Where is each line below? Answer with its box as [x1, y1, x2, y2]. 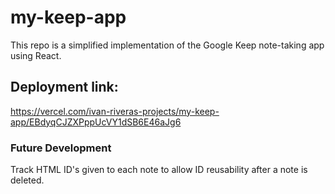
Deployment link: [10, 79, 119, 96]
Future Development [10, 141, 112, 155]
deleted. [10, 174, 45, 186]
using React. [10, 49, 62, 61]
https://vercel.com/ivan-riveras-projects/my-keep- [10, 105, 220, 117]
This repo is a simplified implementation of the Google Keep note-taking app [10, 39, 325, 51]
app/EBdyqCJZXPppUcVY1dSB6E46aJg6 [10, 116, 182, 128]
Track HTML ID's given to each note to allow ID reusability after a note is [10, 164, 308, 176]
